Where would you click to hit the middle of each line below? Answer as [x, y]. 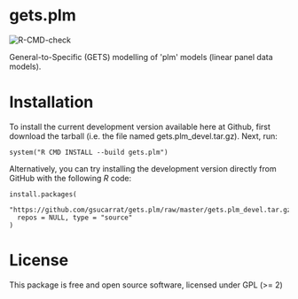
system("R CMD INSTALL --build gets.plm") [89, 152]
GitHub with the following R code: [71, 178]
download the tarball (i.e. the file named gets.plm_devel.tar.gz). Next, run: [143, 136]
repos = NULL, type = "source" [75, 218]
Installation [51, 102]
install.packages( [43, 194]
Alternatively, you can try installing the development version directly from [143, 168]
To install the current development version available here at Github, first [140, 126]
